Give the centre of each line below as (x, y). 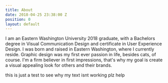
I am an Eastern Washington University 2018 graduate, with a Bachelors (80, 38)
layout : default (22, 24)
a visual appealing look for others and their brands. (59, 65)
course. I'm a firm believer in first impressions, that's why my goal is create (84, 60)
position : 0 (18, 19)
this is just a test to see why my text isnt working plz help (65, 75)
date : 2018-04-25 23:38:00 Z (36, 15)
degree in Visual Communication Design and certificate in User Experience (83, 44)
